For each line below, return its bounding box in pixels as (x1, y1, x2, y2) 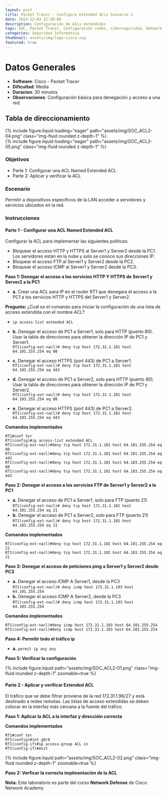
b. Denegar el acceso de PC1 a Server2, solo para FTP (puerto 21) (12, 512, 148, 518)
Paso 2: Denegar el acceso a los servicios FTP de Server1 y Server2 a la (5, 482, 156, 488)
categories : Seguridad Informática (5, 31, 79, 36)
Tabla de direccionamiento (5, 114, 90, 123)
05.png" (5, 144, 22, 150)
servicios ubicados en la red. (5, 202, 65, 208)
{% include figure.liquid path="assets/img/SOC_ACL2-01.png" (5, 665, 133, 671)
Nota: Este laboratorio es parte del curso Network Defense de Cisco (5, 779, 147, 786)
